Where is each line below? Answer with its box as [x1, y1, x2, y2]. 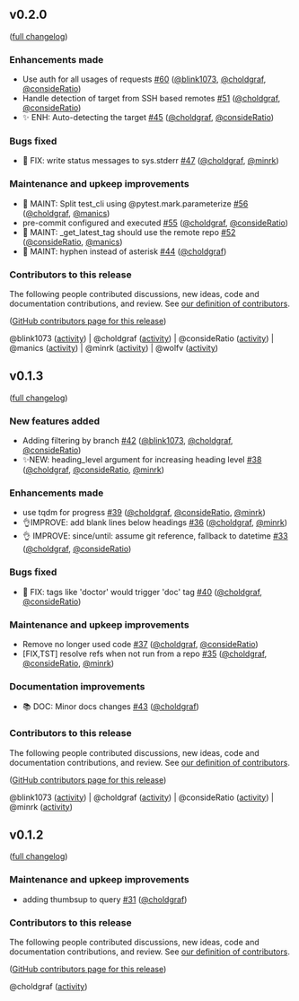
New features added [9, 415, 101, 427]
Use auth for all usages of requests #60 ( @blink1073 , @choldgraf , [22, 74, 267, 84]
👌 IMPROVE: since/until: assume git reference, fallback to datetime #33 [22, 531, 289, 541]
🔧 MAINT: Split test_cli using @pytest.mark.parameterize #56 [22, 198, 249, 209]
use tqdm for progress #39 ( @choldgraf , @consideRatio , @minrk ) [22, 507, 267, 518]
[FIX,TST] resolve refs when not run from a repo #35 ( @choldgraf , [22, 648, 268, 659]
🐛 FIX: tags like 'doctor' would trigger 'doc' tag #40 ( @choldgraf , [22, 586, 263, 597]
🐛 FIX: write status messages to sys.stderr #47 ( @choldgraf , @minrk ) [22, 155, 280, 166]
